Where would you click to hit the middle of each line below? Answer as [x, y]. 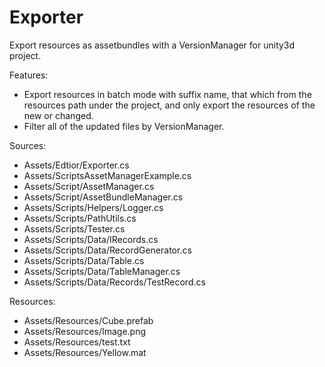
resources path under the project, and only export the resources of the [169, 105]
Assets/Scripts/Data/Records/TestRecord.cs [114, 282]
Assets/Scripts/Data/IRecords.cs [91, 239]
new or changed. [58, 115]
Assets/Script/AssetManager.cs [89, 186]
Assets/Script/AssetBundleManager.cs [103, 197]
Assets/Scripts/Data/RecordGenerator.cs [107, 250]
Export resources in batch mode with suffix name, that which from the [167, 94]
